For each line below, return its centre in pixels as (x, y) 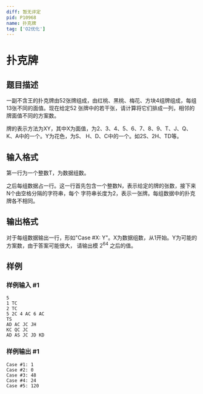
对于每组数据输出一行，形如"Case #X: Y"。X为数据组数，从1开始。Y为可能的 (102, 238)
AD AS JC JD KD (25, 335)
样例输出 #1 (23, 352)
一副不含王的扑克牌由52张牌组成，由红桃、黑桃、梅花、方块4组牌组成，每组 (101, 101)
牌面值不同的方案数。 (33, 116)
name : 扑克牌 (21, 23)
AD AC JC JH (21, 325)
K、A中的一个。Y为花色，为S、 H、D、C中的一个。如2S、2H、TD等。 (94, 136)
